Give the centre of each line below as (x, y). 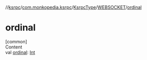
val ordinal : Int (20, 52)
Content (14, 47)
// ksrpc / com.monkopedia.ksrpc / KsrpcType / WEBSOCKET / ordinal (73, 7)
